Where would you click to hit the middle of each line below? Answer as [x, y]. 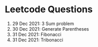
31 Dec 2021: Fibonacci [37, 34]
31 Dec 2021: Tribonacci [38, 40]
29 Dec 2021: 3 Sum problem [43, 24]
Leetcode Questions [49, 9]
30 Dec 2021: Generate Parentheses [51, 29]
